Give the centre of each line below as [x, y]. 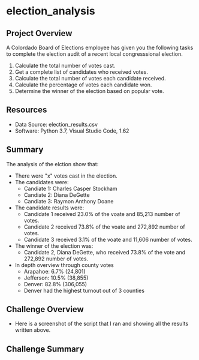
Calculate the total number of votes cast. [65, 65]
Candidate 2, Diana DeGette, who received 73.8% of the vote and [105, 252]
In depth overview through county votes [64, 265]
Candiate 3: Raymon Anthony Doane [69, 201]
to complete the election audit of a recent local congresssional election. [94, 54]
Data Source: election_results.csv [56, 124]
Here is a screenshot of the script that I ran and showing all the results [102, 324]
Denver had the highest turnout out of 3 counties [84, 290]
